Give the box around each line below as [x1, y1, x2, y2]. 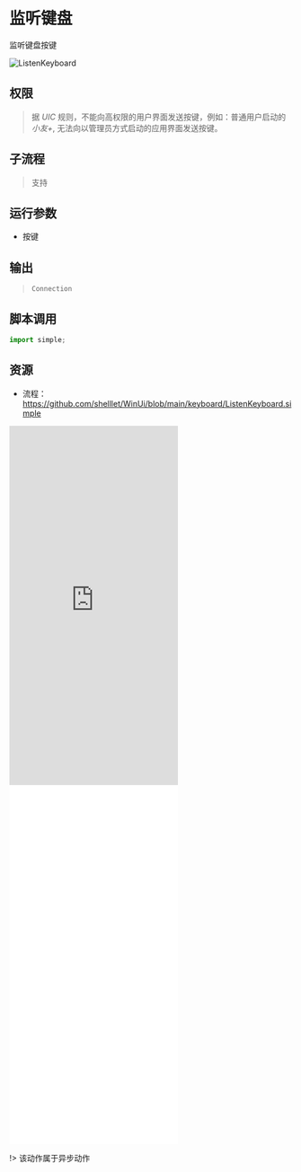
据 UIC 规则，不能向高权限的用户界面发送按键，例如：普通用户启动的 [31, 111, 287, 122]
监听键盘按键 [9, 40, 57, 50]
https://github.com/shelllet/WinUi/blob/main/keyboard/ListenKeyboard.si [22, 398, 292, 409]
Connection [31, 285, 73, 294]
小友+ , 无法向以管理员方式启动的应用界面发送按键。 [31, 122, 223, 133]
